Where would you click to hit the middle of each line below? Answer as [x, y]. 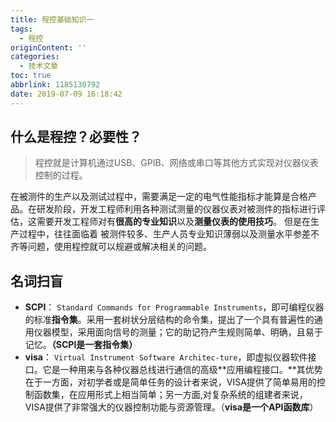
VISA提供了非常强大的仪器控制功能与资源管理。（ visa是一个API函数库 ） [171, 407]
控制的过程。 [61, 175]
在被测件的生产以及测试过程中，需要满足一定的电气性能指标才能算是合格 [159, 197]
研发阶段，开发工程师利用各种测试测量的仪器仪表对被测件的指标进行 [176, 209]
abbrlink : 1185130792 [55, 85]
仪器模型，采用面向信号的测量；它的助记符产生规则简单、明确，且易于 [178, 332]
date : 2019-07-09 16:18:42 [66, 94]
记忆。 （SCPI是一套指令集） [81, 345]
